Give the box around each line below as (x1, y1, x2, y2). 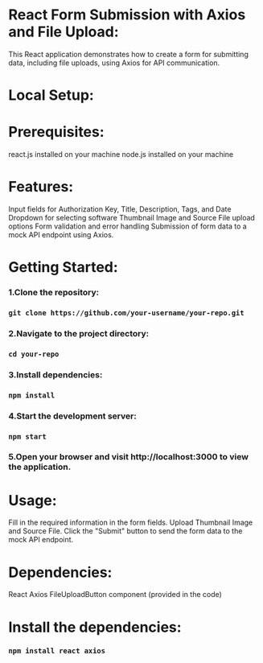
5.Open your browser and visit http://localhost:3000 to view (8, 451, 249, 463)
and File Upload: (8, 23, 119, 41)
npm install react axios (8, 646, 106, 656)
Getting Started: (8, 258, 118, 277)
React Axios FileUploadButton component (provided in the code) (8, 590, 223, 599)
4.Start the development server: (8, 410, 137, 422)
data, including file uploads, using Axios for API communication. (8, 58, 220, 68)
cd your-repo (8, 349, 60, 359)
